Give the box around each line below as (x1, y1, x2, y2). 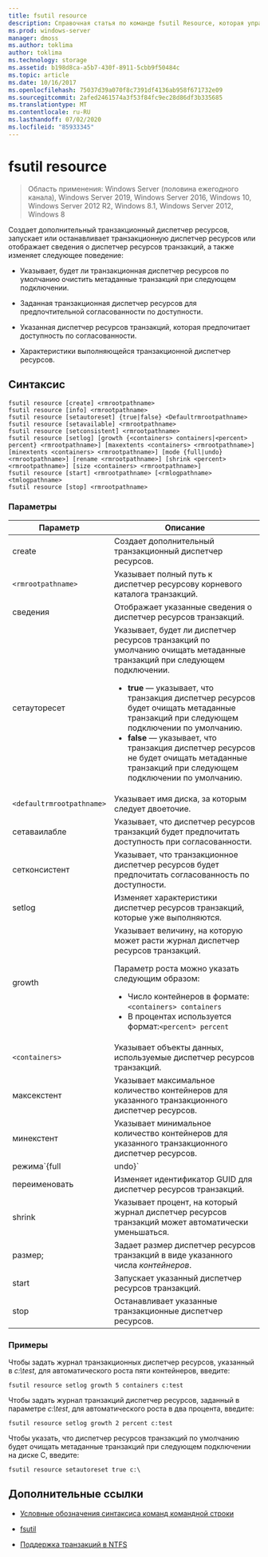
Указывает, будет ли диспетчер (114, 624, 237, 635)
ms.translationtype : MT (8, 101, 88, 109)
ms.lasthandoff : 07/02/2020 (8, 116, 102, 124)
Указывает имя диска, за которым (114, 792, 247, 804)
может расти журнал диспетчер (114, 935, 240, 946)
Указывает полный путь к (114, 568, 213, 579)
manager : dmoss (8, 34, 59, 42)
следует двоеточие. (114, 803, 191, 814)
